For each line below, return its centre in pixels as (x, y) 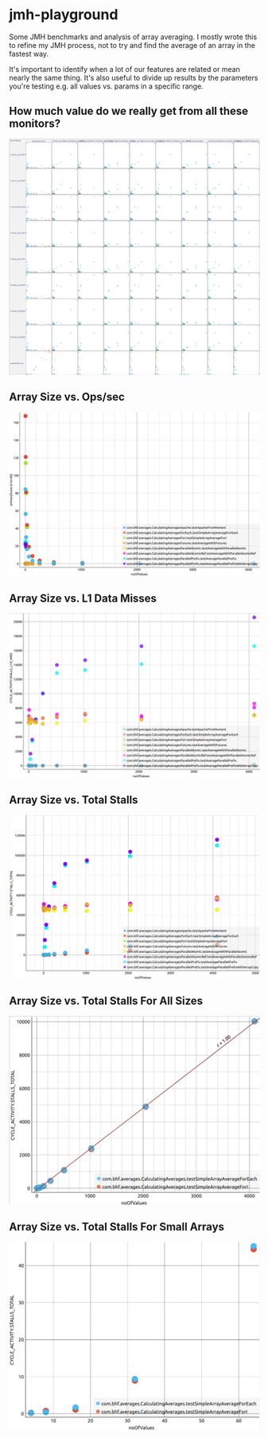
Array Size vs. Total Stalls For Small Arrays (117, 1227)
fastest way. (29, 53)
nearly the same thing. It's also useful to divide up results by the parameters (134, 77)
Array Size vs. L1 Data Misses (83, 598)
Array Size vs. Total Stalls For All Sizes (106, 1001)
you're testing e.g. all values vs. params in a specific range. (106, 86)
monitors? (35, 124)
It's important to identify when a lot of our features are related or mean (125, 69)
